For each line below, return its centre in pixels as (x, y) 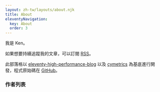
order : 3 (19, 28)
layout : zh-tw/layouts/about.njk (40, 10)
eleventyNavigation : (27, 19)
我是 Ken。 (16, 43)
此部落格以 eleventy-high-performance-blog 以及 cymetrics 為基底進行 (78, 64)
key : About (21, 24)
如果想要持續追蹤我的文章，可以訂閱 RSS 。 (49, 54)
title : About (19, 14)
